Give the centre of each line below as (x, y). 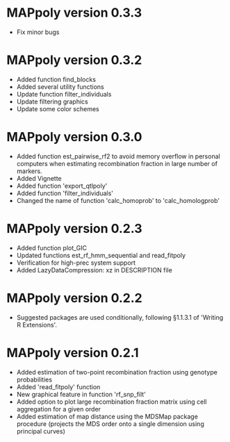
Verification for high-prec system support (76, 263)
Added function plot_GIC (52, 247)
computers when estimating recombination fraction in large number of (117, 163)
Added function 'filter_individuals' (65, 193)
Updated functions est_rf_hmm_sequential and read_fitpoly (101, 255)
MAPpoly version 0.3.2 (74, 60)
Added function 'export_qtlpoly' (62, 186)
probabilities (34, 379)
